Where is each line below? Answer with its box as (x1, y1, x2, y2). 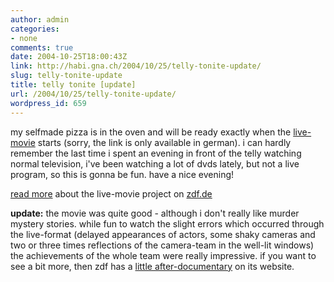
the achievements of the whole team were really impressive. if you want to (10, 249, 317, 261)
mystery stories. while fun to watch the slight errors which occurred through (10, 217, 325, 230)
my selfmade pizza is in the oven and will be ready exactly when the (10, 126, 292, 138)
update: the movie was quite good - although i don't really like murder (10, 207, 300, 219)
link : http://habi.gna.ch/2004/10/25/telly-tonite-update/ (10, 61, 262, 71)
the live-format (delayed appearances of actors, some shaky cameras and (10, 228, 316, 240)
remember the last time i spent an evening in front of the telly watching (10, 147, 302, 159)
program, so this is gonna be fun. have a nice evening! (10, 168, 235, 180)
